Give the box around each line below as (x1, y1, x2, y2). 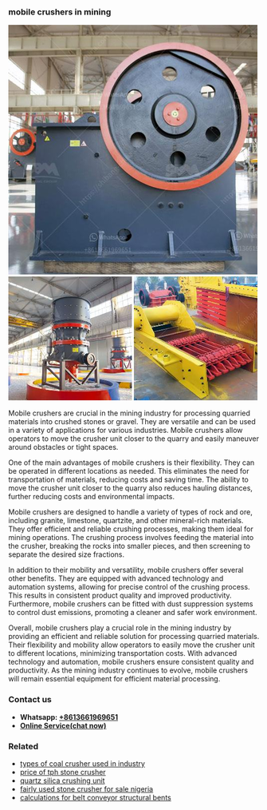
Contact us (8, 694, 52, 705)
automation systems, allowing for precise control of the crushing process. (8, 582, 250, 592)
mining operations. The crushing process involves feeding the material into (8, 533, 254, 542)
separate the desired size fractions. (8, 550, 125, 559)
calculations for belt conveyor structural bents (19, 792, 171, 802)
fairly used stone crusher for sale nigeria (19, 784, 154, 793)
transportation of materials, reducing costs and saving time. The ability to (8, 474, 249, 485)
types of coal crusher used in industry (19, 758, 146, 768)
